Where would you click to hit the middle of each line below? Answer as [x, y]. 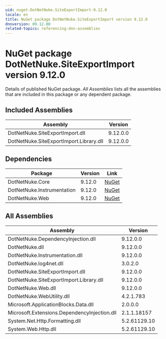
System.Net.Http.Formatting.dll [44, 321]
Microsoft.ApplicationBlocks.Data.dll [51, 304]
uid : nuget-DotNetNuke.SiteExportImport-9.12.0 [56, 10]
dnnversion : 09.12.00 [28, 24]
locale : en [17, 15]
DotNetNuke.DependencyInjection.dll [52, 239]
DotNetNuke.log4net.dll [36, 263]
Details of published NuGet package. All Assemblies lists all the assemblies [83, 89]
